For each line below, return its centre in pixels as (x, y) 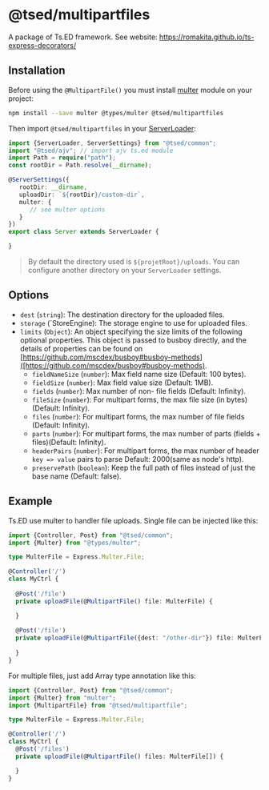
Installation (37, 71)
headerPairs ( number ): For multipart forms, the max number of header (146, 451)
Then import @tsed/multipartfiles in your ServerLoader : (102, 128)
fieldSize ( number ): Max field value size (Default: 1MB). (122, 383)
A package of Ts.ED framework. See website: (83, 37)
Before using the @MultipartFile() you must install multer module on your (130, 90)
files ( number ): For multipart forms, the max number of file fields (138, 416)
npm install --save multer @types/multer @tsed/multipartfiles (116, 113)
